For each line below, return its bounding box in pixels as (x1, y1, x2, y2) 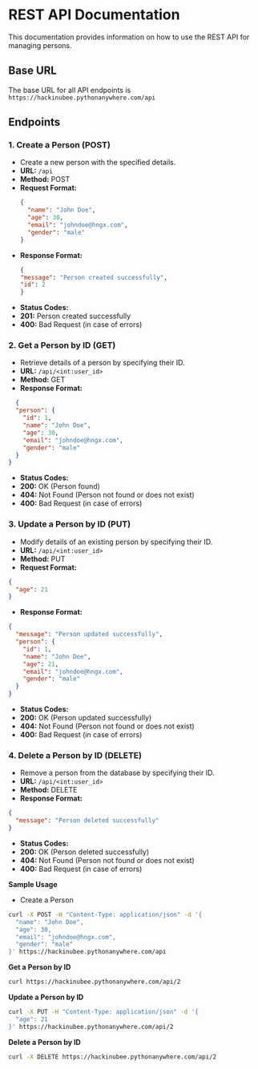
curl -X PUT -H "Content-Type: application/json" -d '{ (8, 1008, 199, 1016)
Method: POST (19, 175, 71, 184)
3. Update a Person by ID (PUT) (8, 518, 131, 530)
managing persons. (8, 40, 72, 50)
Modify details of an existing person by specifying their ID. (19, 537, 213, 547)
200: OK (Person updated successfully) (19, 713, 152, 723)
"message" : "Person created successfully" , (19, 273, 168, 281)
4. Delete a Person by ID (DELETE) (8, 749, 143, 760)
